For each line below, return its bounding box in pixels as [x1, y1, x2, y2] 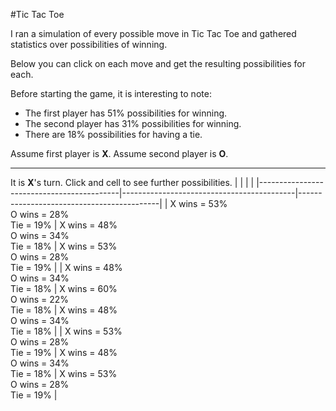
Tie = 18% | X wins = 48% [10, 304, 118, 316]
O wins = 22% [10, 294, 70, 305]
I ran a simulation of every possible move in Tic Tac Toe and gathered [10, 28, 297, 39]
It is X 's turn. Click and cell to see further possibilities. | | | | [10, 177, 255, 188]
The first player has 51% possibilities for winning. [24, 107, 228, 119]
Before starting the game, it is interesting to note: [10, 88, 212, 99]
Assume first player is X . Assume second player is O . [10, 148, 229, 159]
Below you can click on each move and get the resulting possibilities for [10, 58, 306, 69]
